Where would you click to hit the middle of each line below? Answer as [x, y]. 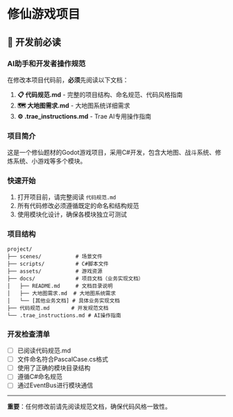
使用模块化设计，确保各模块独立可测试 [72, 214]
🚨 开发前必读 [34, 42]
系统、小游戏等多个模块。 [50, 161]
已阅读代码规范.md [44, 350]
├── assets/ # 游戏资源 [55, 271]
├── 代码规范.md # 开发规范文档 [58, 308]
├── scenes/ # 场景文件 [55, 256]
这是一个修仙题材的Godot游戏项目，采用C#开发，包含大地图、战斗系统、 [111, 153]
